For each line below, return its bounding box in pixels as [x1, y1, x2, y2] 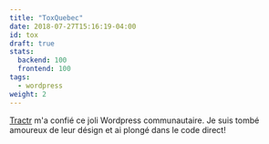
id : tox [9, 30, 39, 39]
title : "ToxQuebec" [9, 13, 84, 23]
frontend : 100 [17, 65, 71, 74]
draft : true [9, 38, 55, 48]
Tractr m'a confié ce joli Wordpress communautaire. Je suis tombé [9, 115, 260, 126]
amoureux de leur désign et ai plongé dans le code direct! [9, 124, 226, 135]
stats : [9, 47, 35, 57]
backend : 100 [17, 56, 67, 65]
